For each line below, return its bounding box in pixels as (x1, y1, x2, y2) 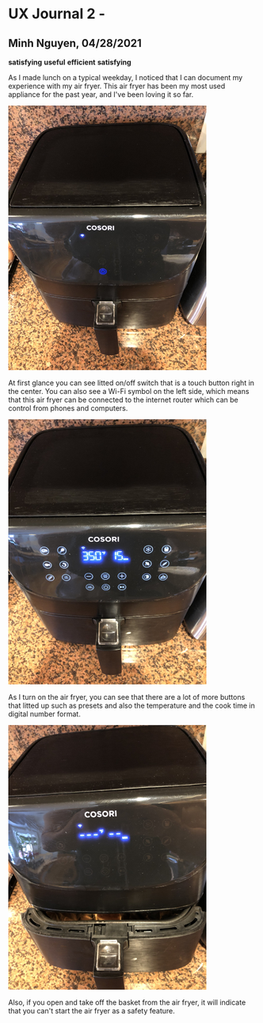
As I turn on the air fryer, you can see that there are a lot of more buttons (8, 692, 246, 701)
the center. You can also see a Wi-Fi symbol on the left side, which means (8, 387, 250, 396)
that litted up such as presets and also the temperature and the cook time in (8, 701, 255, 710)
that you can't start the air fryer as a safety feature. (8, 1006, 176, 1015)
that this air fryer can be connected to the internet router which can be (8, 395, 239, 405)
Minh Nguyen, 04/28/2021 (8, 37, 143, 50)
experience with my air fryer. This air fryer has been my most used (8, 81, 226, 91)
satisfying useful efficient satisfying (8, 57, 132, 67)
